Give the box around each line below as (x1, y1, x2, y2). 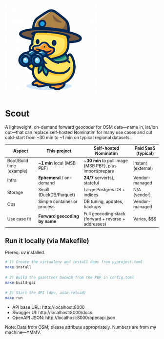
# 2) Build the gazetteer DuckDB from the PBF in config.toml (5, 275, 134, 280)
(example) (7, 168, 28, 174)
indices (83, 192, 99, 198)
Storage (7, 189, 23, 195)
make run (5, 296, 23, 300)
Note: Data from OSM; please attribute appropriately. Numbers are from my (5, 324, 157, 330)
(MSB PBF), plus (83, 162, 117, 169)
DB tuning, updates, (83, 199, 123, 204)
